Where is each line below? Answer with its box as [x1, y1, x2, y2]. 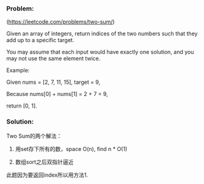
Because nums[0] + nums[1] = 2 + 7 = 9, [6, 90, 108, 98]
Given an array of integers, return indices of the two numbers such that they [6, 30, 198, 37]
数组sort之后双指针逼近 [15, 158, 74, 166]
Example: [6, 67, 30, 74]
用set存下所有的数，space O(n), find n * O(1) [15, 145, 128, 152]
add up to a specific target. [6, 37, 75, 44]
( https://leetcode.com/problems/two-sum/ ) [6, 18, 115, 26]
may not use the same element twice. [6, 55, 101, 62]
